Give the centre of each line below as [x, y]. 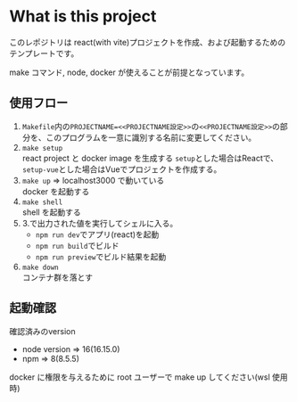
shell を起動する [52, 212]
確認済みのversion [42, 331]
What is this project [83, 16]
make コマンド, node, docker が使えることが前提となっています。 [129, 72]
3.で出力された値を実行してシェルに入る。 [100, 223]
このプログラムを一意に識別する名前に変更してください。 [151, 137]
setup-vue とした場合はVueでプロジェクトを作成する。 [122, 169]
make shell [42, 202]
